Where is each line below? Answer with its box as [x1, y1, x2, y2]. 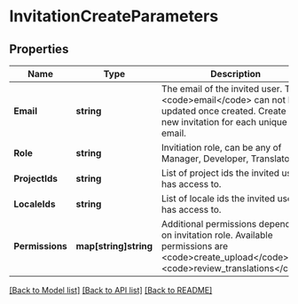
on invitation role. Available [161, 229, 273, 241]
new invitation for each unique [161, 116, 288, 128]
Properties [9, 42, 69, 57]
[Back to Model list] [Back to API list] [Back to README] [9, 285, 213, 295]
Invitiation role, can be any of [161, 142, 282, 153]
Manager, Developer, [161, 152, 249, 165]
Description [210, 68, 262, 80]
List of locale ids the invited [161, 192, 276, 205]
